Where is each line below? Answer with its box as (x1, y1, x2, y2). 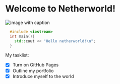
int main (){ (10, 33, 35, 39)
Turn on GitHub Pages (12, 62, 59, 68)
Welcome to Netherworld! (5, 3, 116, 14)
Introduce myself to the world (12, 73, 74, 79)
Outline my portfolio (12, 67, 54, 73)
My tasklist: (5, 52, 29, 58)
